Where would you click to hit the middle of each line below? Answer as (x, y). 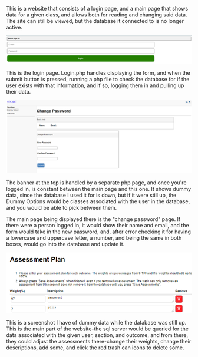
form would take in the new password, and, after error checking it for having (99, 232)
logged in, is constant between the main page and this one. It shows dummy (99, 189)
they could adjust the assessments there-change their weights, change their (99, 341)
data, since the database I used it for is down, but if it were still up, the (91, 195)
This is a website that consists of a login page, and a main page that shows (97, 9)
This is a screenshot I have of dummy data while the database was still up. (96, 322)
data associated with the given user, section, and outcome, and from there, (97, 335)
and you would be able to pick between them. (62, 207)
